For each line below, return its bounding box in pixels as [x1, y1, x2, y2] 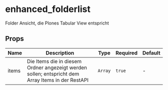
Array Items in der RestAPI [26, 76, 89, 83]
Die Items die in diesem [26, 57, 82, 64]
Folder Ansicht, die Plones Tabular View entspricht [5, 20, 109, 26]
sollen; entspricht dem [26, 70, 79, 77]
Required [115, 49, 138, 56]
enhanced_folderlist [5, 3, 91, 15]
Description [45, 49, 74, 56]
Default [142, 49, 160, 56]
